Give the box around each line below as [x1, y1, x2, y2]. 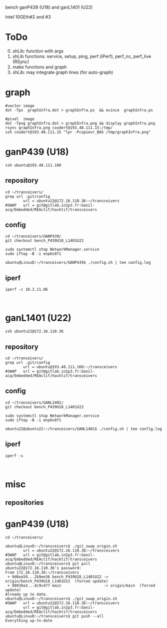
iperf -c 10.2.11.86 [5, 287, 48, 292]
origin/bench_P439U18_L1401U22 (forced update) [5, 579, 108, 584]
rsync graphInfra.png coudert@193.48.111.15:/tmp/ [5, 125, 113, 130]
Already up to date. [5, 592, 48, 597]
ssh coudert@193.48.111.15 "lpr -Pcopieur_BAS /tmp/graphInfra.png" [5, 130, 151, 135]
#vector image [5, 103, 35, 108]
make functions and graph [12, 64, 67, 70]
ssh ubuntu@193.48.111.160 [5, 163, 61, 168]
